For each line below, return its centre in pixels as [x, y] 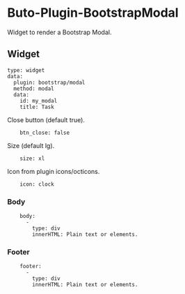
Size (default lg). [31, 145]
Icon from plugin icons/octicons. [54, 171]
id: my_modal [39, 101]
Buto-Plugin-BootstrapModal [93, 13]
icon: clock [37, 184]
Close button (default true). [46, 119]
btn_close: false [45, 133]
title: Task [37, 107]
